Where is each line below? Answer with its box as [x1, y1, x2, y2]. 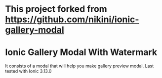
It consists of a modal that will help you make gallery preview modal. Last [5, 63, 154, 69]
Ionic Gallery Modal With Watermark [5, 47, 157, 58]
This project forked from [5, 3, 107, 15]
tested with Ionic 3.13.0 [5, 68, 52, 74]
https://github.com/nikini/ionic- [5, 14, 139, 25]
